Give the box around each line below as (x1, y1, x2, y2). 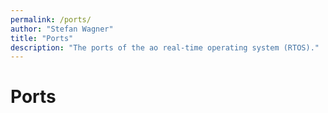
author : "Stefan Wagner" (10, 24, 114, 34)
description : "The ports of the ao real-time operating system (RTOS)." (10, 42, 320, 53)
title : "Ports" (10, 33, 74, 43)
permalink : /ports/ (10, 14, 92, 25)
